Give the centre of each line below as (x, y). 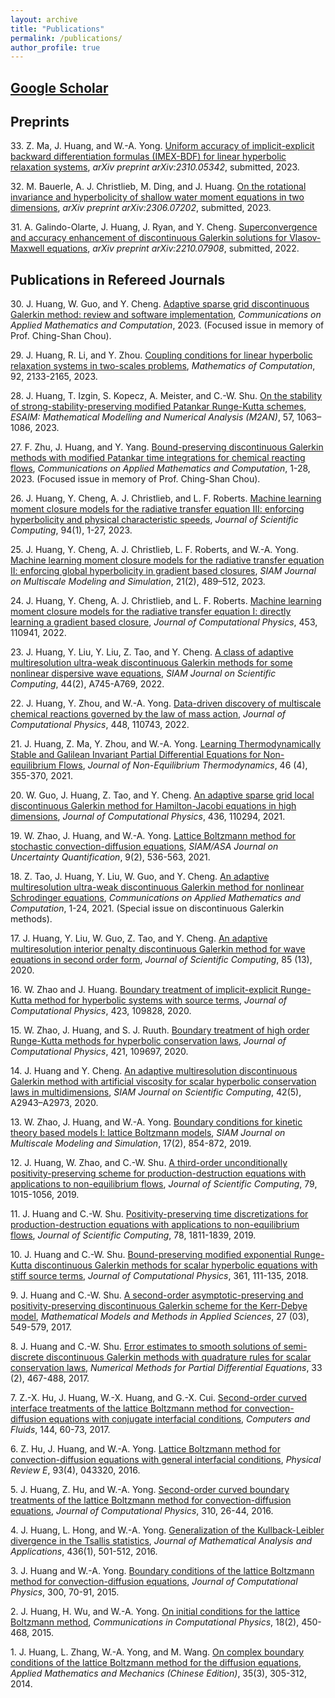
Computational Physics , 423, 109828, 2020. (101, 1011)
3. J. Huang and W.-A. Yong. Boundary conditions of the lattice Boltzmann (162, 1571)
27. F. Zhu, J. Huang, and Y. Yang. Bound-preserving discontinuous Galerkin (167, 447)
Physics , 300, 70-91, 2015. (65, 1592)
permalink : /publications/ (66, 38)
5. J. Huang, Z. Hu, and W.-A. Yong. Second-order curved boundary (150, 1490)
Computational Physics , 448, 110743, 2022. (100, 725)
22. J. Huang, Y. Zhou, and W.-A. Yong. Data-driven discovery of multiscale (166, 703)
